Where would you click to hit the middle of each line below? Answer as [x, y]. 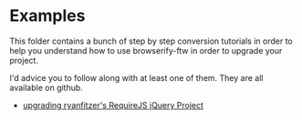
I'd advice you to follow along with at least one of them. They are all [136, 77]
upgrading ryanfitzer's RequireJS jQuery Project [113, 105]
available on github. [47, 87]
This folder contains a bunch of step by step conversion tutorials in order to [151, 41]
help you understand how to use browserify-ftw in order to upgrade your [146, 50]
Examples [47, 16]
